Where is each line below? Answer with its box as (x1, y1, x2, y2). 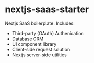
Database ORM (12, 36, 44, 42)
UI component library (12, 41, 57, 47)
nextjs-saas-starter (5, 4, 89, 15)
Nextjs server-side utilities (12, 52, 67, 58)
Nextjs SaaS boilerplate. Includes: (5, 20, 75, 26)
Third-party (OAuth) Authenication (12, 30, 84, 36)
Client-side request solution (12, 46, 70, 52)
